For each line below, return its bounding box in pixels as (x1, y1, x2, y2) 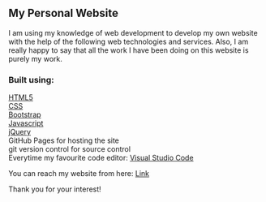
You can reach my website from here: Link (8, 169, 150, 178)
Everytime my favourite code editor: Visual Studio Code (8, 153, 194, 163)
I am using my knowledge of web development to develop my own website (8, 28, 258, 37)
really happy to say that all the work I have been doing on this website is (8, 45, 249, 55)
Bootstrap (8, 110, 42, 120)
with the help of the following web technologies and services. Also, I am (8, 37, 249, 46)
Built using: (8, 74, 54, 85)
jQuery (8, 127, 31, 137)
